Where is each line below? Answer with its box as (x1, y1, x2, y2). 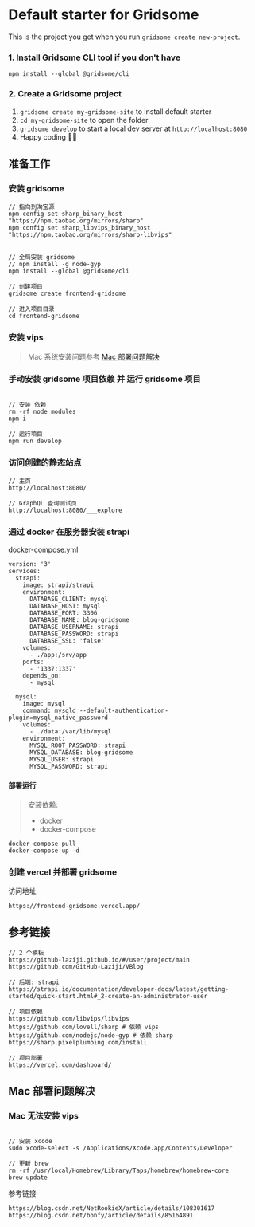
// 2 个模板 (8, 949, 44, 957)
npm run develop (8, 437, 62, 445)
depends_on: (22, 672, 62, 680)
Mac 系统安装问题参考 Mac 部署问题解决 (27, 352, 160, 361)
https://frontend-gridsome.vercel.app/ (8, 902, 141, 910)
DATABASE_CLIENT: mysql (29, 596, 109, 604)
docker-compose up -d (8, 847, 80, 855)
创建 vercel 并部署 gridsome (8, 867, 118, 878)
